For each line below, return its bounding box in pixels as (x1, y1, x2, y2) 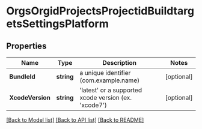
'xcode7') (79, 101, 107, 109)
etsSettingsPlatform (6, 17, 109, 31)
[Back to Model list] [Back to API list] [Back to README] (6, 116, 144, 124)
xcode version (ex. (79, 94, 132, 101)
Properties (6, 41, 47, 51)
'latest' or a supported (79, 86, 142, 94)
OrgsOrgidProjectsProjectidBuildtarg (6, 4, 194, 18)
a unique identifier (79, 69, 131, 77)
